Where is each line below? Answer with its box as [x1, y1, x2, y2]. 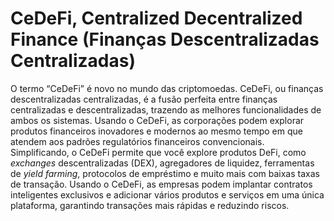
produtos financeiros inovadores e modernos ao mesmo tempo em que [10, 125, 303, 137]
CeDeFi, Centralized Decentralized [10, 7, 303, 30]
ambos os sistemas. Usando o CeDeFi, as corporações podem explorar [10, 114, 305, 126]
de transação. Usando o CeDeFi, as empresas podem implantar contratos [10, 178, 313, 190]
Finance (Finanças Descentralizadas [10, 28, 320, 51]
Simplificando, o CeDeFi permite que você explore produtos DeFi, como [10, 146, 307, 158]
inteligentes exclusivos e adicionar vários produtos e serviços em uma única [10, 188, 325, 201]
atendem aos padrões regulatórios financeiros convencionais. [10, 135, 265, 147]
